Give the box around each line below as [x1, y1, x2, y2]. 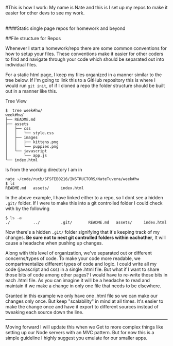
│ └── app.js [5, 153, 47, 158]
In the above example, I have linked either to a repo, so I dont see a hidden [5, 195, 163, 200]
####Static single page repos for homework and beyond [5, 25, 126, 31]
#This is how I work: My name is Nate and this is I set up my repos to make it [5, 5, 168, 10]
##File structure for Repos [5, 36, 61, 41]
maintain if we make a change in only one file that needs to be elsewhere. [5, 283, 161, 289]
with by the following [5, 205, 50, 212]
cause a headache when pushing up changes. [5, 240, 103, 246]
